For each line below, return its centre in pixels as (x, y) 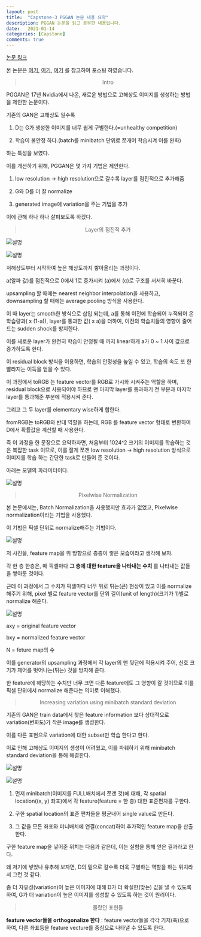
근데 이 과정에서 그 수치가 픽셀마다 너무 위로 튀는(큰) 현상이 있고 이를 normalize (99, 586)
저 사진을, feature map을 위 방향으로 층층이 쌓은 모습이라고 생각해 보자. (90, 553)
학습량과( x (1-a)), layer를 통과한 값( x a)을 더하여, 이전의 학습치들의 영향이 (94, 321)
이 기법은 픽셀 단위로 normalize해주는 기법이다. (61, 528)
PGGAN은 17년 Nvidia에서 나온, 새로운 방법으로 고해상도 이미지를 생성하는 (93, 94)
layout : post (22, 12)
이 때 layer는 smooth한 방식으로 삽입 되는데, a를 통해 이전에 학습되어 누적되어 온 (100, 313)
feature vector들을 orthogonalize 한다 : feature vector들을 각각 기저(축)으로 (98, 920)
